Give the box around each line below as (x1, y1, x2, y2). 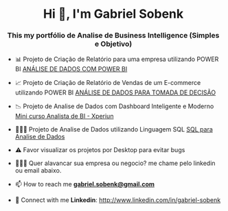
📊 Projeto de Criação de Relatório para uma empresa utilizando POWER (14, 55, 219, 64)
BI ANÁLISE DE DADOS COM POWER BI (14, 65, 128, 73)
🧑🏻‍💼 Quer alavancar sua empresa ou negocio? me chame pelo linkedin (14, 159, 216, 167)
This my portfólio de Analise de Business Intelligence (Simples (7, 31, 220, 40)
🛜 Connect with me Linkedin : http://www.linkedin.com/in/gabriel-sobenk (14, 196, 221, 204)
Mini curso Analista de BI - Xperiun (14, 112, 114, 121)
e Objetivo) (94, 39, 133, 49)
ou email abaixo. (14, 166, 62, 175)
